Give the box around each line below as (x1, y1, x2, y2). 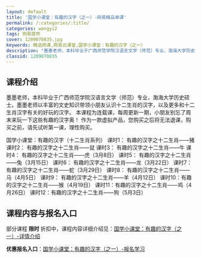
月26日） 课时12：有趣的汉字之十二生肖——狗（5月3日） (6, 189, 147, 196)
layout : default (6, 8, 47, 15)
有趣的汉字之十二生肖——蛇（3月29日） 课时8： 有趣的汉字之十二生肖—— (6, 166, 190, 174)
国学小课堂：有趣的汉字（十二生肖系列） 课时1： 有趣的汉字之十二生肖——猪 (6, 136, 195, 144)
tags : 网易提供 (6, 31, 41, 37)
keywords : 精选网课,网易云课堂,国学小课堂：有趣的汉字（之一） (6, 43, 145, 48)
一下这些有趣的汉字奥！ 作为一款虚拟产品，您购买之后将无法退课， (22, 116, 186, 123)
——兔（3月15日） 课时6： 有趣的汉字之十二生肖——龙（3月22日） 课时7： (6, 159, 193, 166)
